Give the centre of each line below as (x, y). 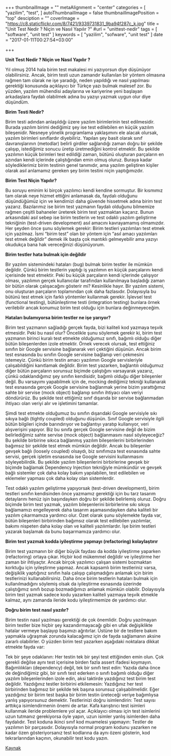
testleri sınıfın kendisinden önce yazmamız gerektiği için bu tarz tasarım (81, 494)
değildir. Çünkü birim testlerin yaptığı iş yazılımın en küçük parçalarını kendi (84, 270)
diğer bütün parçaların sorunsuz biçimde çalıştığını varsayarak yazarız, (80, 371)
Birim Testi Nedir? (25, 112)
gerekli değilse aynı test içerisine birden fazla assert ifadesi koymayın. (79, 662)
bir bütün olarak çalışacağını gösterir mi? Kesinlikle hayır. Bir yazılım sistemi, (85, 286)
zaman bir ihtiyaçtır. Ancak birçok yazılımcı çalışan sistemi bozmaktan (79, 562)
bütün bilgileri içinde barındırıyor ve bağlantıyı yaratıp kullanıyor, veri (77, 424)
